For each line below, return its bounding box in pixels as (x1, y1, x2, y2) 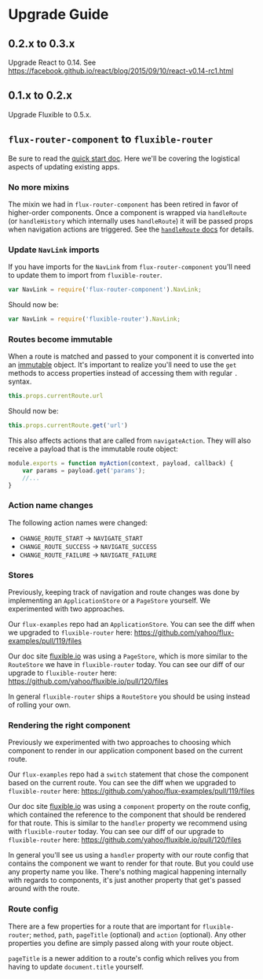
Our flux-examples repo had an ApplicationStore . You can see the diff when (8, 620, 255, 629)
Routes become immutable (8, 333, 113, 344)
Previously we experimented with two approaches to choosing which (8, 738, 232, 747)
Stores (8, 569, 34, 580)
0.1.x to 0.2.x (8, 89, 73, 102)
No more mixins (8, 181, 69, 192)
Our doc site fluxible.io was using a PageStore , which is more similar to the (8, 651, 248, 661)
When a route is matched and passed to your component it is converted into (8, 352, 254, 362)
